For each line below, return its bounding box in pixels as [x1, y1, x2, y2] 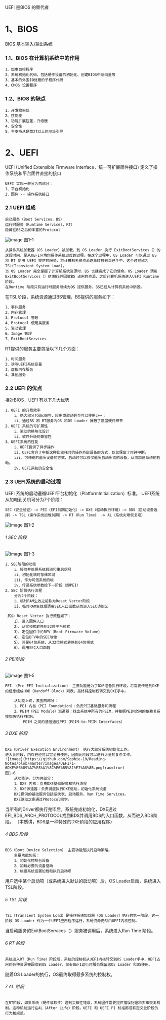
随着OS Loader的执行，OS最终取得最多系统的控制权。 [5, 971, 115, 977]
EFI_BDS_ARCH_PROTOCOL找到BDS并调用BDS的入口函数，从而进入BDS [5, 812, 154, 818]
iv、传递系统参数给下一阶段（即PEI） [14, 583, 81, 587]
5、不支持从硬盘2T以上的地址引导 [5, 129, 63, 134]
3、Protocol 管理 [5, 315, 39, 320]
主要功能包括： [14, 853, 40, 858]
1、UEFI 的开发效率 [5, 408, 41, 413]
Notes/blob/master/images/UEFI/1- [5, 761, 77, 766]
